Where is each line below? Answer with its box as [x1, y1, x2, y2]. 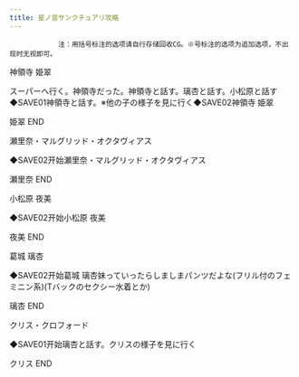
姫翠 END [9, 116, 45, 127]
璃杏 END [9, 300, 45, 311]
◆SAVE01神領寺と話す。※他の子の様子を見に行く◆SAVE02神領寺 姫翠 [9, 97, 275, 108]
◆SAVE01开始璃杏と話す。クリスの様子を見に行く [9, 338, 197, 349]
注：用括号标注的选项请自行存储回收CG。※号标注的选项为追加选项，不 [57, 40, 283, 49]
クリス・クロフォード [9, 319, 89, 330]
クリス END [9, 358, 53, 369]
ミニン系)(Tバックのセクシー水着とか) [9, 281, 151, 292]
